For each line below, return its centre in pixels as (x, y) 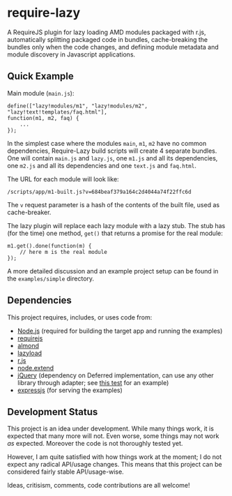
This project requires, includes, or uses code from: (80, 317)
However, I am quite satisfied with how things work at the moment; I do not (115, 457)
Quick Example (41, 76)
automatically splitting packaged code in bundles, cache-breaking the (107, 39)
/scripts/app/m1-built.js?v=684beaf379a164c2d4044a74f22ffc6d (99, 192)
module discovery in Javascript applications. (71, 54)
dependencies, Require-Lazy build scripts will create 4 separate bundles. (112, 151)
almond (28, 345)
